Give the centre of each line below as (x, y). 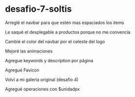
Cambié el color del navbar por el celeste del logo (55, 41)
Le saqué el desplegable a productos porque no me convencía (68, 32)
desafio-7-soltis (39, 9)
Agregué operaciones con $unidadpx (42, 89)
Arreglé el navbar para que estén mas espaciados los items (65, 23)
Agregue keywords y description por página (49, 60)
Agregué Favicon (22, 70)
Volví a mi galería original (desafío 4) (42, 79)
